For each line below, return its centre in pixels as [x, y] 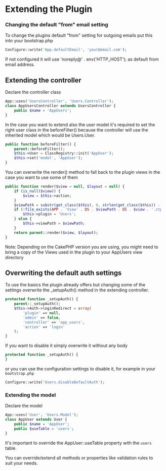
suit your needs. [21, 463]
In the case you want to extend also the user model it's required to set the [80, 125]
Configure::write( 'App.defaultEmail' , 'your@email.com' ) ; [66, 50]
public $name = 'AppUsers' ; [43, 110]
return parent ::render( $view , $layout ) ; [56, 233]
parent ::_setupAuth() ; [37, 304]
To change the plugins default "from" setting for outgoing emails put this [79, 35]
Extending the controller [43, 80]
